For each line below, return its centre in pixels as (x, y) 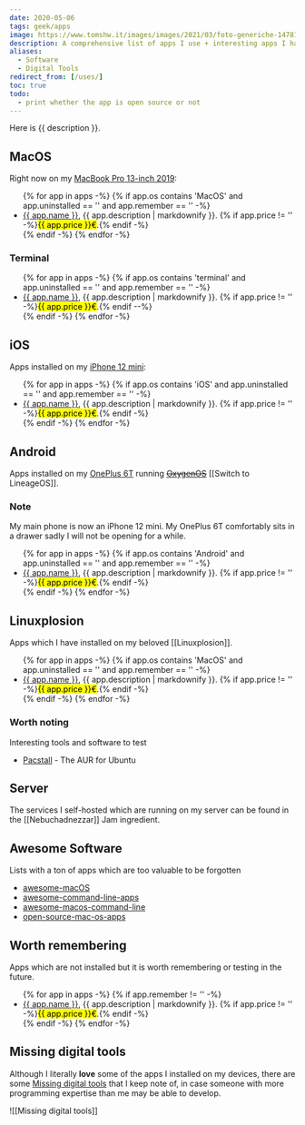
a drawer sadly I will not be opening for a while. (98, 536)
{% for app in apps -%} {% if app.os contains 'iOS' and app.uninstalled (155, 385)
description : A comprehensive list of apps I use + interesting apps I (148, 43)
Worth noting (39, 723)
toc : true (28, 85)
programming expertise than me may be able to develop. (115, 1093)
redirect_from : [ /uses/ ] (56, 77)
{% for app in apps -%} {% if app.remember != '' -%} (122, 994)
